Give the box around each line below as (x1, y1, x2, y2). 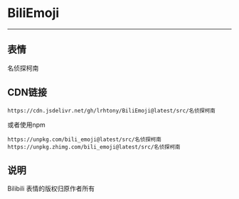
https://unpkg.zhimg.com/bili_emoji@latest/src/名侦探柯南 (7, 143, 181, 150)
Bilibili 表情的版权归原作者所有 (7, 184, 95, 193)
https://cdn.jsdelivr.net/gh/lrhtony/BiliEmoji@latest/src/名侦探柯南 (7, 107, 216, 114)
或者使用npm (7, 120, 46, 129)
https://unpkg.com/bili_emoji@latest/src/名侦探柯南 (7, 136, 161, 143)
